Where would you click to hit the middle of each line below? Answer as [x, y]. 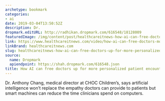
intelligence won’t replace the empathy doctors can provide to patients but [81, 88]
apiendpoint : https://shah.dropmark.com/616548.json [65, 64]
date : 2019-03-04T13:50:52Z [34, 23]
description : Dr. [23, 28]
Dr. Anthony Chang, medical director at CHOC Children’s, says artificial [77, 83]
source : [13, 55]
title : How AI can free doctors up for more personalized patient [74, 69]
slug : [11, 50]
